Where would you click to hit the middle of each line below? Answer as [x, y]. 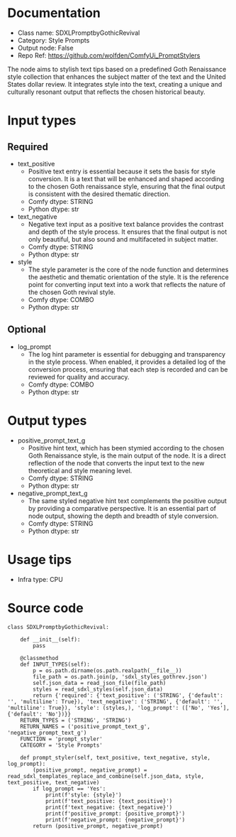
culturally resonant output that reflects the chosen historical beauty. [106, 92]
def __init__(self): [50, 639]
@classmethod [39, 658]
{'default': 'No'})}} [39, 714]
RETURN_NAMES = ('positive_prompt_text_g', [85, 726]
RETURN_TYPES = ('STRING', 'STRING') [76, 720]
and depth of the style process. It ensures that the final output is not [128, 232]
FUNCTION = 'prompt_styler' [61, 739]
